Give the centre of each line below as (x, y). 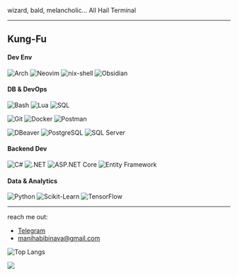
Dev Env (20, 57)
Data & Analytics (33, 181)
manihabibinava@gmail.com (59, 238)
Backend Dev (27, 149)
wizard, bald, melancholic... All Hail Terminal (72, 10)
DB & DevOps (27, 89)
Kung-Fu (27, 39)
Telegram (32, 231)
